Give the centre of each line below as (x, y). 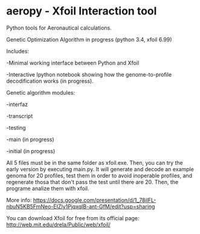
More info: (19, 200)
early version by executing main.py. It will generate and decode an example (100, 169)
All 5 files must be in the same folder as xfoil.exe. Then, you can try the (95, 163)
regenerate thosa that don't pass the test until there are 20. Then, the (92, 182)
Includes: (18, 51)
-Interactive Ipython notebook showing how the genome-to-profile (89, 74)
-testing (16, 127)
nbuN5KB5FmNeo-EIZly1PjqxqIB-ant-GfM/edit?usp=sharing (81, 206)
